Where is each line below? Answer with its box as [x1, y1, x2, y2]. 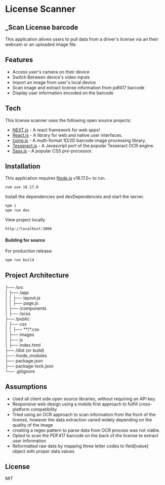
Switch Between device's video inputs [12, 74, 90, 80]
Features [5, 56, 33, 64]
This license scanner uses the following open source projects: [5, 117, 131, 123]
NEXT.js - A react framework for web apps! [12, 127, 100, 133]
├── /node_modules [5, 352, 47, 359]
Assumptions [5, 383, 47, 391]
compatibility [30, 406, 57, 412]
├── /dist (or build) [5, 347, 44, 353]
